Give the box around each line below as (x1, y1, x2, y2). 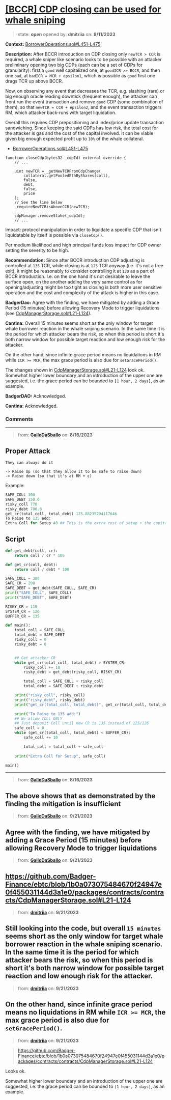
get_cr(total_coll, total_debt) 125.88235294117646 (5, 511, 117, 516)
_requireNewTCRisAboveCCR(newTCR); (14, 204, 90, 209)
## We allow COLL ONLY (14, 716, 63, 721)
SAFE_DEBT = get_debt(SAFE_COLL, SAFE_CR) (5, 585, 97, 591)
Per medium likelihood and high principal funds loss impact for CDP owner (5, 242, 161, 248)
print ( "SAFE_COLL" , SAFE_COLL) (5, 590, 72, 596)
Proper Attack (5, 446, 50, 455)
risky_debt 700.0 (5, 506, 42, 512)
